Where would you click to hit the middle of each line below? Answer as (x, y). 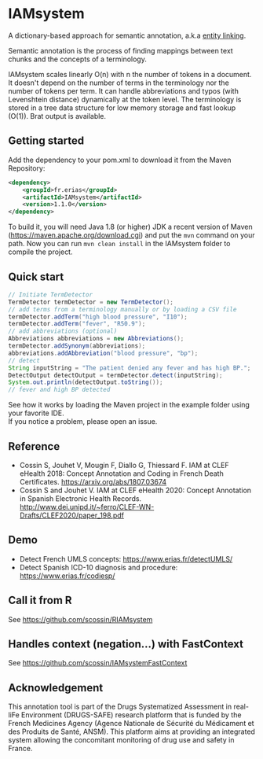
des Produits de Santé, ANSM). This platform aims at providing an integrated (131, 731)
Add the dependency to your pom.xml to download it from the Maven (120, 160)
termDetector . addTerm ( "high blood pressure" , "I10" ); (98, 317)
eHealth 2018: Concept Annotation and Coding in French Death (121, 473)
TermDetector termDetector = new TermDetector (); (91, 302)
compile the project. (40, 252)
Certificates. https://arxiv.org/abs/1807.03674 (93, 482)
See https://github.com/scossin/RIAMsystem (80, 619)
